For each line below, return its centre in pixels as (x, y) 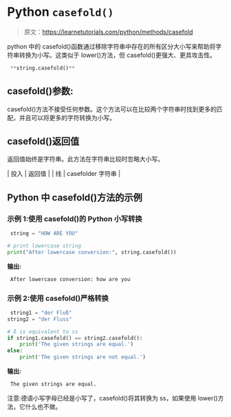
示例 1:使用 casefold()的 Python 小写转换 (75, 218)
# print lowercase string (44, 246)
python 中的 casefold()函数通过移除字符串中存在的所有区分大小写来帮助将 (111, 46)
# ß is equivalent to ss (43, 331)
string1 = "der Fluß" (41, 313)
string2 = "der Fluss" (40, 319)
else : (15, 351)
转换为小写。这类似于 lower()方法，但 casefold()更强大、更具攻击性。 (118, 55)
